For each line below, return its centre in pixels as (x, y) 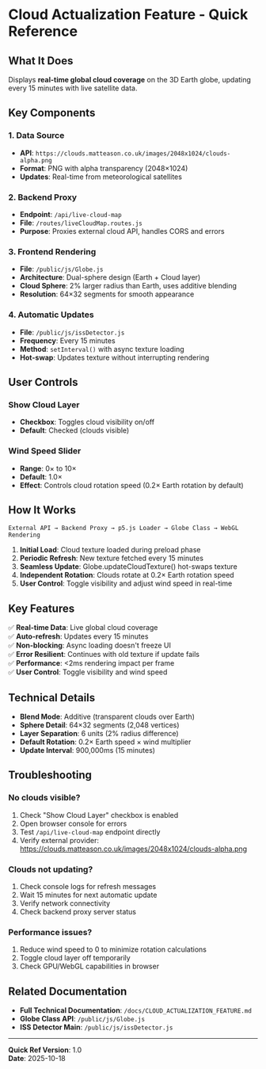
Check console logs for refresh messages (88, 886)
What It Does (41, 61)
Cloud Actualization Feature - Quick (128, 15)
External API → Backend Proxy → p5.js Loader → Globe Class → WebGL (123, 529)
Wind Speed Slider (45, 451)
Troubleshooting (50, 775)
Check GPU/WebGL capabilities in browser (89, 966)
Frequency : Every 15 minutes (68, 340)
